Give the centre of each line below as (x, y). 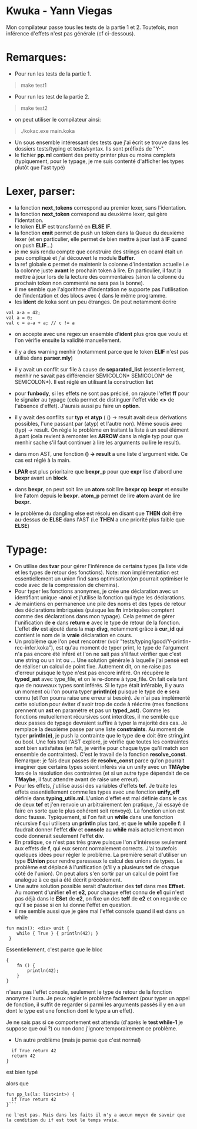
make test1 (34, 85)
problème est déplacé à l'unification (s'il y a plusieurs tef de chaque (97, 867)
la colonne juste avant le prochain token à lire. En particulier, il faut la (98, 270)
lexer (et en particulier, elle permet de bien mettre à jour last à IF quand (101, 239)
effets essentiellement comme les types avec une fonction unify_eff (97, 792)
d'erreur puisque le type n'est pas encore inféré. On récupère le (92, 673)
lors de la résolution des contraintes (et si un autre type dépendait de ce (102, 773)
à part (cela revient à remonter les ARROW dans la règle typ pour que (99, 436)
